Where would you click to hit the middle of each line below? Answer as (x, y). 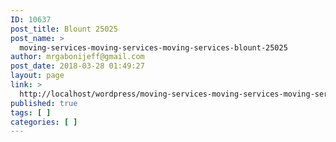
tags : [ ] (31, 112)
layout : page (37, 76)
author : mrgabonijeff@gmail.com (77, 57)
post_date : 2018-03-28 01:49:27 (77, 66)
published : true (44, 103)
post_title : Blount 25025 (64, 29)
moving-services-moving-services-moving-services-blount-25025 (153, 47)
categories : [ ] (44, 122)
